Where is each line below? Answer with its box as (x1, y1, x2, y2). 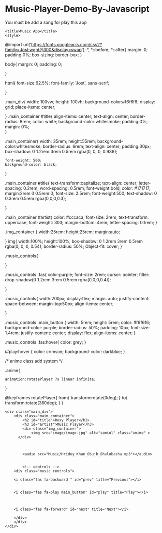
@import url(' (5, 41, 31, 47)
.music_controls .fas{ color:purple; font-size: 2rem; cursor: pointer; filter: (5, 272, 150, 277)
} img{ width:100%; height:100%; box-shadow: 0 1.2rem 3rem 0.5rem (5, 238, 143, 244)
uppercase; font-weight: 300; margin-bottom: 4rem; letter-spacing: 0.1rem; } (5, 219, 157, 225)
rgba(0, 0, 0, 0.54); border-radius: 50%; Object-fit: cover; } (5, 243, 122, 249)
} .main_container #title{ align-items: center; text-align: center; (5, 113, 130, 119)
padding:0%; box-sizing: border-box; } (5, 52, 82, 58)
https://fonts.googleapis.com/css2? (31, 41, 103, 47)
